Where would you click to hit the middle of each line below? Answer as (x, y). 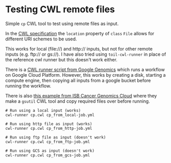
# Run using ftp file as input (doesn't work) (56, 137)
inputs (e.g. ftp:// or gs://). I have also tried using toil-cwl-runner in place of (86, 54)
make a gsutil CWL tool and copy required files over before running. (78, 101)
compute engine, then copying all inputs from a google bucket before (78, 80)
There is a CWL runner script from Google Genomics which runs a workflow (85, 69)
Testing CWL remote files (60, 9)
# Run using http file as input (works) (49, 124)
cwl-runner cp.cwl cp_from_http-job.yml (49, 128)
